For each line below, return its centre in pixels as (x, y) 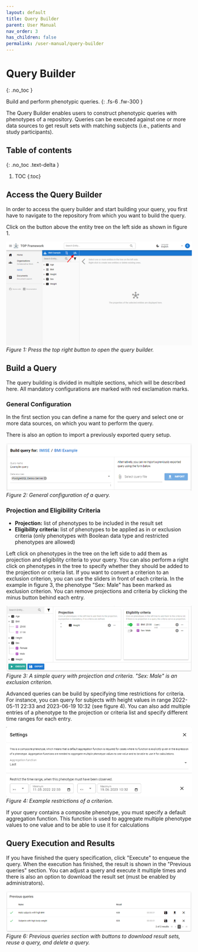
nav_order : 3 (22, 31)
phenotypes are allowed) (45, 542)
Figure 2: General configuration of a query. (58, 495)
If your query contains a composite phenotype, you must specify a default (96, 812)
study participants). (30, 132)
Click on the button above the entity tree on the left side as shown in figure (97, 227)
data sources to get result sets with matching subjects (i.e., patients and (94, 125)
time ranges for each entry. (39, 718)
